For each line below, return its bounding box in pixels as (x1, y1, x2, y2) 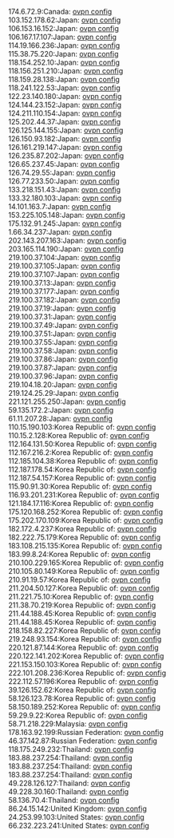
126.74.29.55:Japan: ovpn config (8, 168, 116, 177)
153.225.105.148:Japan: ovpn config (8, 211, 126, 219)
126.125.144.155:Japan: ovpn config (8, 125, 124, 135)
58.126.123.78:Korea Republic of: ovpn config (8, 694, 156, 703)
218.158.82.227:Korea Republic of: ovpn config (8, 626, 161, 635)
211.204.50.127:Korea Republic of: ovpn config (8, 583, 160, 593)
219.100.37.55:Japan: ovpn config (8, 338, 118, 346)
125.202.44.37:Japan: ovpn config (8, 117, 121, 126)
